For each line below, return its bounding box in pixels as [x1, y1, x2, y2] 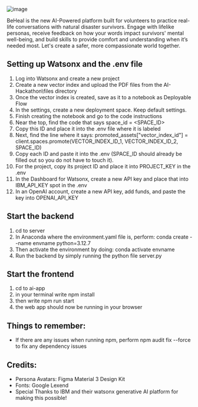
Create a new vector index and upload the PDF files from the [15, 81, 163, 88]
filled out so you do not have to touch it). [15, 157, 114, 164]
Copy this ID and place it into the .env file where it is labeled [15, 125, 161, 132]
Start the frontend [6, 269, 74, 279]
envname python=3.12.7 [32, 239, 91, 246]
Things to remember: [6, 321, 86, 331]
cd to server [15, 227, 45, 234]
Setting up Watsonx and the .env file [6, 59, 143, 69]
